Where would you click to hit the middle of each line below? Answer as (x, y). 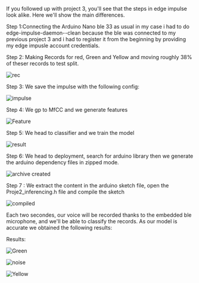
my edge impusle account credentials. (53, 45)
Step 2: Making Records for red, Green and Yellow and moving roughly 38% (99, 57)
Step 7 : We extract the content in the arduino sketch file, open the (88, 185)
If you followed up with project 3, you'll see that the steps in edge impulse (97, 9)
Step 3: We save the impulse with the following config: (73, 87)
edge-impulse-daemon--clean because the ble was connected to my (91, 33)
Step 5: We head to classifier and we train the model (70, 133)
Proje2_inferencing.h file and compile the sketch (66, 192)
